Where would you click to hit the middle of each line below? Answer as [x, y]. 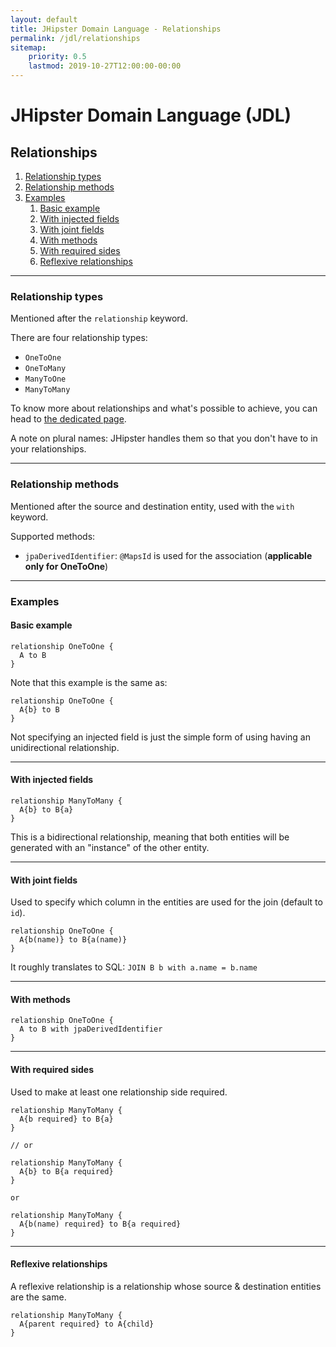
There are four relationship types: [79, 338]
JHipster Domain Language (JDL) [151, 115]
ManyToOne [45, 379]
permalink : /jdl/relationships [75, 38]
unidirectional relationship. [65, 747]
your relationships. [48, 449]
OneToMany [45, 369]
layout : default [44, 19]
